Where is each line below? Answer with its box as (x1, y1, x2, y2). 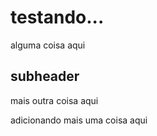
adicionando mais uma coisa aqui (10, 114, 148, 126)
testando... (10, 6, 105, 29)
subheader (10, 68, 80, 85)
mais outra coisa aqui (10, 94, 99, 106)
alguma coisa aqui (10, 39, 86, 51)
